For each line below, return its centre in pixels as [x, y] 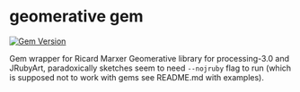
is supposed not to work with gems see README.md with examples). [137, 77]
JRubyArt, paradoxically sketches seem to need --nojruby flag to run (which [150, 68]
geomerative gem [76, 17]
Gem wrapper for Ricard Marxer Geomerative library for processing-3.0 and [150, 58]
